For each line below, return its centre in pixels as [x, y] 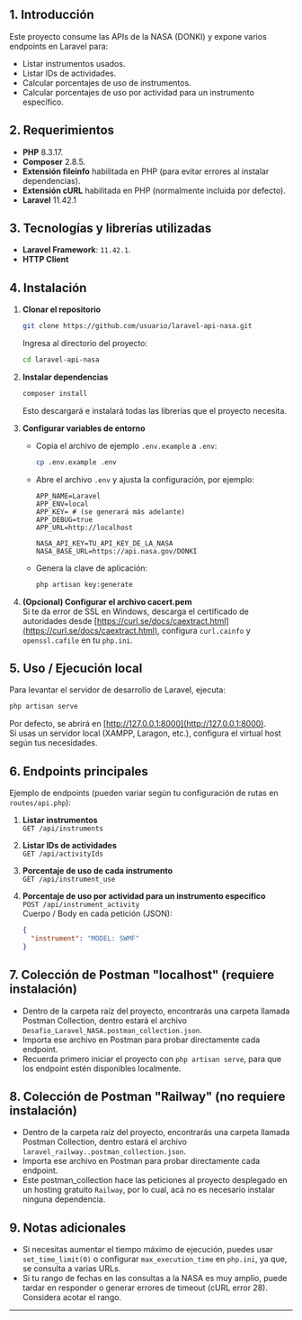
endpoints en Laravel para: [59, 46]
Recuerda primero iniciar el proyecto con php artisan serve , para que [151, 1059]
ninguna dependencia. [64, 1199]
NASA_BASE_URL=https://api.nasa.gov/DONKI [116, 551]
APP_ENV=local [62, 504]
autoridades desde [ [59, 620]
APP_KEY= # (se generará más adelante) [111, 512]
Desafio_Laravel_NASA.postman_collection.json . [112, 1030]
